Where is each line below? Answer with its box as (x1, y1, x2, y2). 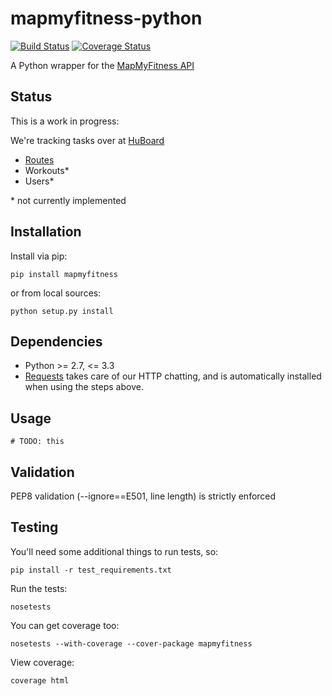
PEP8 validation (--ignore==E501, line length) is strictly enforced (10, 490, 277, 502)
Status (10, 88, 53, 106)
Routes (24, 153, 55, 166)
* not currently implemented (10, 194, 127, 206)
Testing (10, 519, 59, 536)
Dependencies (10, 333, 103, 350)
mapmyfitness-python (10, 7, 203, 30)
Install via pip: (10, 250, 68, 262)
